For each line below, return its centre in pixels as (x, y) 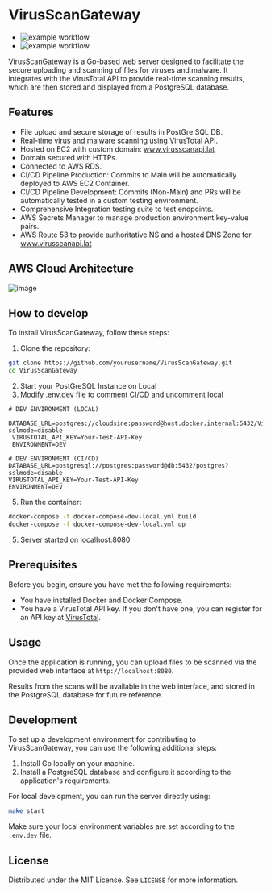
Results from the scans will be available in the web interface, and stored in (132, 686)
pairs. (29, 226)
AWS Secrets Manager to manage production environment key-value (134, 217)
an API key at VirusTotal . (60, 617)
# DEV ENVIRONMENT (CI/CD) (54, 459)
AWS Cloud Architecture (71, 269)
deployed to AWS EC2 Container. (75, 183)
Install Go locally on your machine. (77, 764)
